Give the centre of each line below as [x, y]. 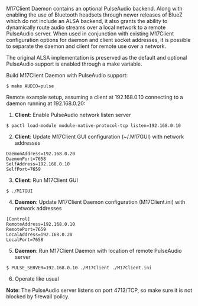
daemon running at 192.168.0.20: [46, 103]
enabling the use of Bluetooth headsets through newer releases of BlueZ [95, 15]
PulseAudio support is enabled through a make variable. [74, 64]
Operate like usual [37, 279]
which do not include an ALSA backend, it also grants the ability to [87, 21]
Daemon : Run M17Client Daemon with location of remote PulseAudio [98, 251]
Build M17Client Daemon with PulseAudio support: [67, 75]
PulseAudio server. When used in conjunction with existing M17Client [90, 34]
